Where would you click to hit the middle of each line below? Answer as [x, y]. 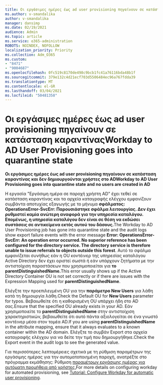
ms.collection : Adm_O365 [30, 55]
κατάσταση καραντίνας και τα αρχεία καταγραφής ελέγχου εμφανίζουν [78, 199]
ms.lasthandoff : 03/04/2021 [33, 91]
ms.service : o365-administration [39, 41]
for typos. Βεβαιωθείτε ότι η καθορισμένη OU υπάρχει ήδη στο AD [72, 301]
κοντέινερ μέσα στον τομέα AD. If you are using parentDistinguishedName [80, 322]
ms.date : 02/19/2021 [26, 28]
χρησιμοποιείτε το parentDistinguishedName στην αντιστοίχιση [70, 312]
